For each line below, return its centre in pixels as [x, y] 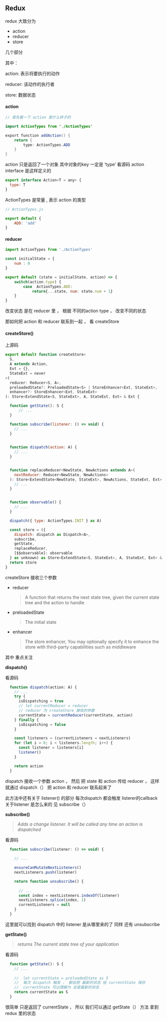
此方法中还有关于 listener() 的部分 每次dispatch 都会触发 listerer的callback [81, 798]
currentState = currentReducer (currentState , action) [76, 715]
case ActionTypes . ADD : [48, 287]
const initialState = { [30, 259]
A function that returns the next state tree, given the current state [92, 597]
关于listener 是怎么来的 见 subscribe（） [47, 804]
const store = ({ [28, 530]
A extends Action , [29, 364]
